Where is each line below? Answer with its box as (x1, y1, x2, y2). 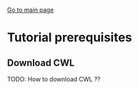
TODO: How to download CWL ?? (7, 75, 101, 83)
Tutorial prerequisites (7, 30, 132, 45)
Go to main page (7, 6, 54, 14)
